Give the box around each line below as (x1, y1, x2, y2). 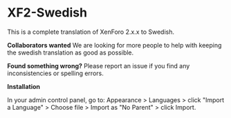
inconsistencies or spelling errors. (7, 69, 104, 77)
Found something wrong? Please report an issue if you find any (7, 61, 190, 70)
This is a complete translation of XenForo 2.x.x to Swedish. (7, 28, 175, 36)
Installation (7, 82, 40, 90)
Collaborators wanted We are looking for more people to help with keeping (7, 41, 222, 49)
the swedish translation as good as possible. (7, 48, 134, 57)
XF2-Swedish (7, 5, 88, 21)
